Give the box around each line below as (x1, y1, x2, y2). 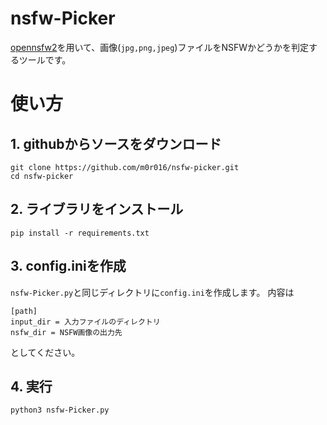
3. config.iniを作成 (10, 258, 127, 275)
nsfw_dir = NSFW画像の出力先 (10, 327, 123, 337)
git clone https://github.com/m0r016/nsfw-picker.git (10, 162, 240, 172)
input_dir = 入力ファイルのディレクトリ (10, 317, 161, 327)
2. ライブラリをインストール (10, 201, 184, 218)
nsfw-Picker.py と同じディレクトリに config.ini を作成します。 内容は (10, 286, 295, 298)
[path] (10, 306, 38, 316)
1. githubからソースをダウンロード (10, 135, 222, 152)
